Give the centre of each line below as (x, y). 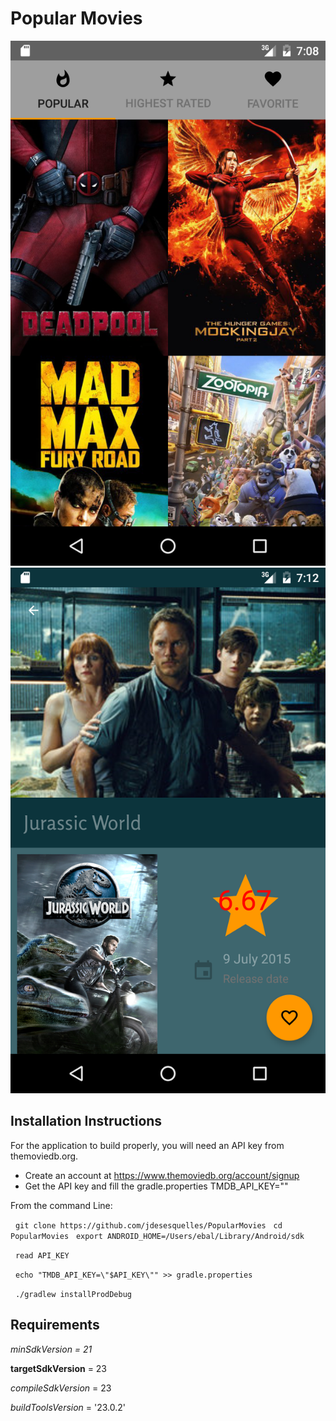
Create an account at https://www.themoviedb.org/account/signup (162, 1175)
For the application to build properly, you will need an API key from (147, 1145)
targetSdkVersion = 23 (59, 1368)
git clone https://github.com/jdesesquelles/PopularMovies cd (148, 1225)
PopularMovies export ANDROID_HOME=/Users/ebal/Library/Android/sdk (157, 1236)
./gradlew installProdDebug (73, 1294)
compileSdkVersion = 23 (61, 1388)
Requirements (55, 1325)
